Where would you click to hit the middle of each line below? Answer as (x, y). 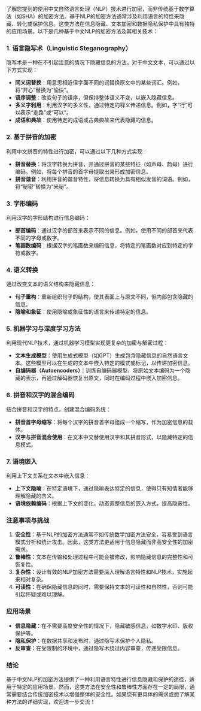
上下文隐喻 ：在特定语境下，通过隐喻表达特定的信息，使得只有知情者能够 (104, 488)
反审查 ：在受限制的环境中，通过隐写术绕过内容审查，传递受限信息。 (99, 648)
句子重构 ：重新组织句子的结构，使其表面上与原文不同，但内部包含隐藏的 (104, 297)
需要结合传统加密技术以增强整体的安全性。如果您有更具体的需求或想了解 (100, 694)
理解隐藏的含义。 (36, 496)
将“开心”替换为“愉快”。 (43, 90)
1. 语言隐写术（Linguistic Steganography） (69, 48)
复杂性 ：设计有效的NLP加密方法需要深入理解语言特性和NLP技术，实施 (101, 572)
